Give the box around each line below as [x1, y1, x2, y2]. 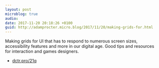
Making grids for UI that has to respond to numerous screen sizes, [5, 38, 138, 44]
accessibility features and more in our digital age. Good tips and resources [5, 43, 155, 49]
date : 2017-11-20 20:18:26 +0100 [5, 20, 73, 26]
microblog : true [5, 12, 38, 16]
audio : [5, 16, 18, 21]
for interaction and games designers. [5, 49, 79, 54]
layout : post [5, 7, 32, 12]
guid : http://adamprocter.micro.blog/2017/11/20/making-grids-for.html [5, 25, 153, 30]
